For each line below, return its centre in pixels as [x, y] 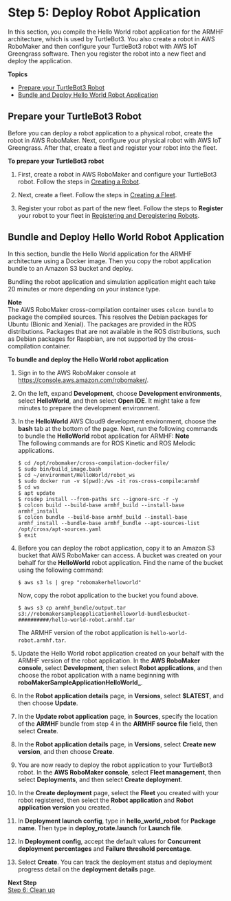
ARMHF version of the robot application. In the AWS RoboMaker [109, 660]
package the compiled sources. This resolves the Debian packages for [108, 317]
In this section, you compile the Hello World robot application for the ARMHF [116, 32]
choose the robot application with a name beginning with [98, 675]
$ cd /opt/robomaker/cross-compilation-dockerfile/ [93, 463]
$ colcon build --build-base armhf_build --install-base [101, 505]
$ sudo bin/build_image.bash [59, 469]
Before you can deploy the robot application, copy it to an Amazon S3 [116, 548]
